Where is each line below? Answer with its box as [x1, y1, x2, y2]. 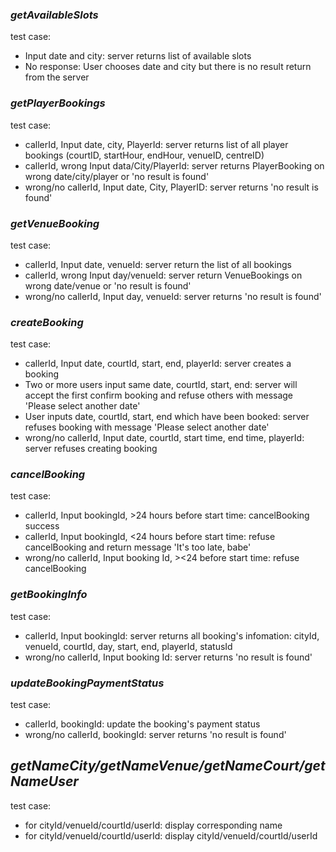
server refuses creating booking [24, 443, 158, 455]
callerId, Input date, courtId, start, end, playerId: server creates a [24, 358, 292, 370]
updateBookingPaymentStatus [10, 676, 165, 690]
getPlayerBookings [10, 96, 106, 110]
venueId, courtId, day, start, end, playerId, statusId [24, 640, 233, 652]
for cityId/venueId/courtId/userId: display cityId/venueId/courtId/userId [24, 829, 318, 842]
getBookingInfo [10, 588, 88, 602]
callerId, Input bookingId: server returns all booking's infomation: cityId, [24, 629, 320, 642]
